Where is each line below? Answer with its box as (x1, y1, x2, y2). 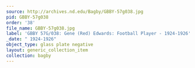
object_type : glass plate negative (6, 42, 94, 48)
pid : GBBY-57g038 (6, 14, 49, 20)
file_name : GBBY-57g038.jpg (6, 25, 75, 31)
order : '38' (6, 20, 35, 25)
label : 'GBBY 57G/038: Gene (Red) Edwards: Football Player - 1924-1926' (6, 31, 191, 37)
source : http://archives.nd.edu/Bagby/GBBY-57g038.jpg (6, 8, 144, 15)
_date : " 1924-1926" (6, 36, 57, 42)
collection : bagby (6, 53, 51, 59)
